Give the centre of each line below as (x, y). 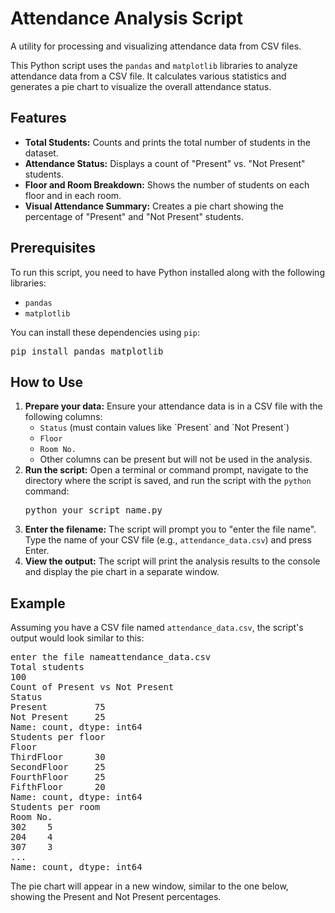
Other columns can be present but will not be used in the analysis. (176, 459)
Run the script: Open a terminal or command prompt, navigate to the (166, 470)
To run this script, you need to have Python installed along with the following (167, 272)
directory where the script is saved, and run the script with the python (168, 481)
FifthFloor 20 (58, 787)
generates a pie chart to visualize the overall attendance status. (141, 86)
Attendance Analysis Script (127, 18)
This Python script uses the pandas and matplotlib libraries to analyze (154, 65)
